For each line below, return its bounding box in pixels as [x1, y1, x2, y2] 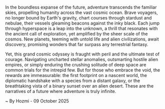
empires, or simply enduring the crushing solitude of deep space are [5, 62, 146, 67]
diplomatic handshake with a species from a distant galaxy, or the [5, 77, 140, 83]
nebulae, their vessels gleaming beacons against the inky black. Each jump [5, 20, 160, 26]
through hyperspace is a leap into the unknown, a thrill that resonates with [5, 25, 158, 31]
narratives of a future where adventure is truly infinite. [5, 88, 116, 94]
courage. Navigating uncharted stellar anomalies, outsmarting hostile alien [5, 56, 158, 62]
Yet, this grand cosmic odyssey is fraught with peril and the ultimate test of [5, 51, 160, 57]
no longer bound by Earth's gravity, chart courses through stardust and [5, 15, 152, 20]
